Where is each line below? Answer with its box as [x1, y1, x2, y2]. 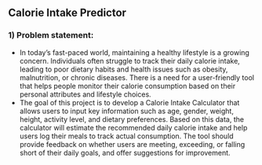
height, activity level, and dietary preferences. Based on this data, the [19, 114, 245, 124]
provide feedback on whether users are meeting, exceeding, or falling [19, 139, 246, 148]
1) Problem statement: [8, 30, 94, 41]
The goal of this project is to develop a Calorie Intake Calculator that [19, 97, 240, 107]
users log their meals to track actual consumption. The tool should [19, 131, 234, 141]
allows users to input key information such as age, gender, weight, [19, 106, 234, 115]
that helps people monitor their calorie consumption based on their [19, 81, 236, 90]
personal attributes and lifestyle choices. [19, 90, 151, 99]
